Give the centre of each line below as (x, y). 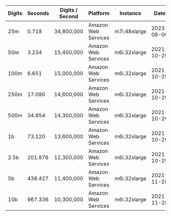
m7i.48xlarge (130, 31)
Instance (130, 13)
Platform (99, 13)
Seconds (38, 13)
